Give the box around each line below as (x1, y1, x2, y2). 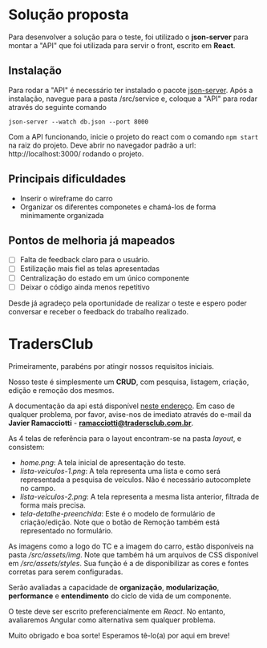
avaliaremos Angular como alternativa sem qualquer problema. (8, 615, 216, 625)
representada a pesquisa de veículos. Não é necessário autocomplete (19, 475, 251, 484)
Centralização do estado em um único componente (19, 273, 190, 282)
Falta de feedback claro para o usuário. (19, 255, 150, 265)
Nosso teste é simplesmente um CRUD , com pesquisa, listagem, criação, (8, 377, 249, 387)
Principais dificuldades (8, 172, 127, 186)
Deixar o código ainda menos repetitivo (19, 282, 150, 292)
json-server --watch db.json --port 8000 (8, 118, 149, 126)
